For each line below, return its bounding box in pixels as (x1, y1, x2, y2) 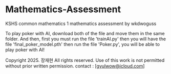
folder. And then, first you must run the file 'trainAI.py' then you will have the (5, 36, 166, 42)
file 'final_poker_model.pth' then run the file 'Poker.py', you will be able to (5, 41, 160, 47)
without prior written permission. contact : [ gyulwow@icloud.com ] (5, 63, 145, 69)
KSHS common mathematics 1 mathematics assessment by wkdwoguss (5, 20, 157, 27)
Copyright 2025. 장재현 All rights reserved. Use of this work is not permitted (5, 57, 165, 63)
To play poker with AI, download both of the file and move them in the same (5, 30, 165, 36)
